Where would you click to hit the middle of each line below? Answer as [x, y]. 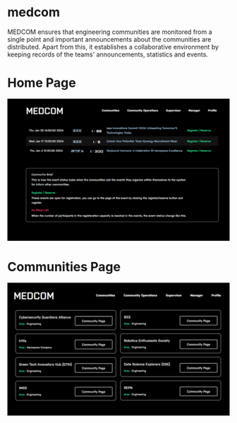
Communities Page [64, 267]
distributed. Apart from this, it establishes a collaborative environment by [113, 47]
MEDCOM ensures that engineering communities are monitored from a [110, 32]
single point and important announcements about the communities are [109, 39]
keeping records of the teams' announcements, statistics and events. [108, 54]
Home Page [42, 83]
